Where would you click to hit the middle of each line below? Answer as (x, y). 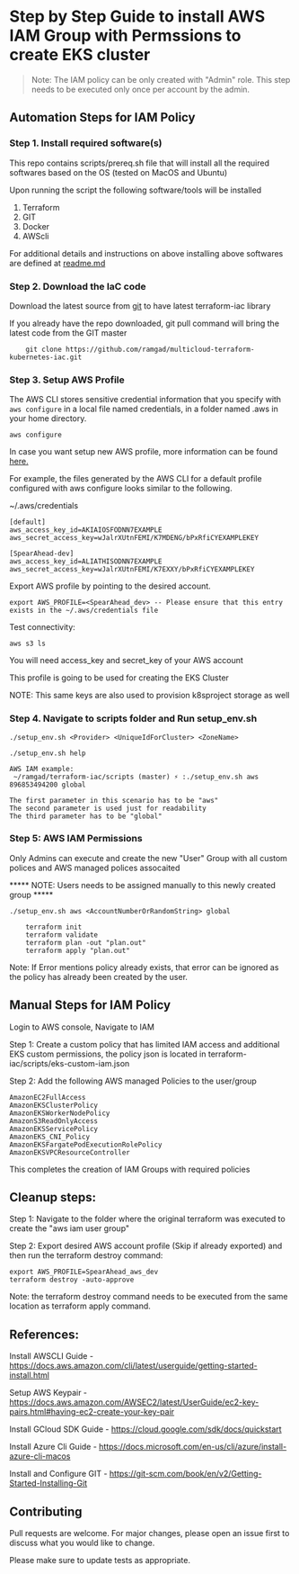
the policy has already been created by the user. (99, 976)
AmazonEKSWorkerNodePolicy (60, 1113)
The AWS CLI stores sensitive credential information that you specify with (145, 400)
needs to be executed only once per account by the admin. (140, 89)
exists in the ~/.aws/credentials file (84, 611)
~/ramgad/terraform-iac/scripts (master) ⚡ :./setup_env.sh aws (136, 777)
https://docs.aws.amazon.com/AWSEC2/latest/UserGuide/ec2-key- (134, 1402)
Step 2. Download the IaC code (78, 286)
